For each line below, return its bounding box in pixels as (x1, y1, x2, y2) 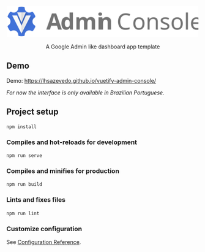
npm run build (6, 181, 43, 188)
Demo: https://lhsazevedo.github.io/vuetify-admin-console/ (6, 77, 157, 84)
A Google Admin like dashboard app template (45, 43, 160, 50)
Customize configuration (6, 224, 83, 233)
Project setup (6, 107, 59, 117)
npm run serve (6, 153, 43, 159)
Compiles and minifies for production (6, 166, 119, 175)
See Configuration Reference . (6, 238, 81, 245)
